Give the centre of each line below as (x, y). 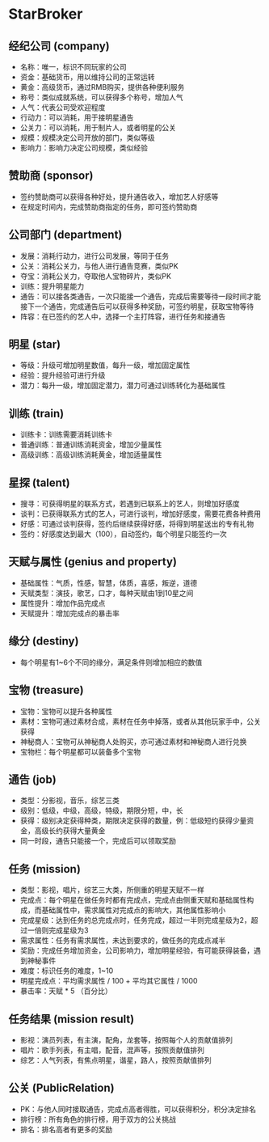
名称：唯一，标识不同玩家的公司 (73, 67)
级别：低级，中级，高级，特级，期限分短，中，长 (101, 810)
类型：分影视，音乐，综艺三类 (69, 801)
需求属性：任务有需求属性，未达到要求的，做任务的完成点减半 (123, 941)
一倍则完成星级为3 (58, 930)
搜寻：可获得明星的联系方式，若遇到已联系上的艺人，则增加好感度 (130, 504)
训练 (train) (36, 413)
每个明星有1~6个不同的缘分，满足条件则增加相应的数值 (111, 662)
